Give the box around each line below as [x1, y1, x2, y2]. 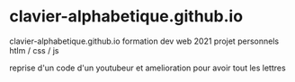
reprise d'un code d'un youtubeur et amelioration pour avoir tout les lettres [9, 62, 286, 73]
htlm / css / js [9, 45, 59, 55]
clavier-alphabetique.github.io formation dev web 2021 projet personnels [9, 36, 280, 46]
